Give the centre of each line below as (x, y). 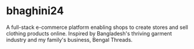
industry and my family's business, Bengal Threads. (69, 40)
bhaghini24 (35, 11)
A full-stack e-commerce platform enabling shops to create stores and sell (97, 27)
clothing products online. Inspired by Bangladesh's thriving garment (89, 33)
